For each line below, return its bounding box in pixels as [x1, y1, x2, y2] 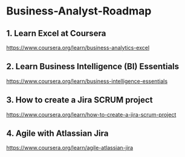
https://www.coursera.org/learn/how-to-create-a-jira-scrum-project [6, 111, 177, 118]
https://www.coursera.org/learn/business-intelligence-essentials [6, 77, 168, 85]
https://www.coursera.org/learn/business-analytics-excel [6, 44, 150, 51]
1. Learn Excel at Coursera [6, 28, 106, 38]
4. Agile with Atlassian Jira [6, 128, 109, 139]
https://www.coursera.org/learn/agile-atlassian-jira [6, 144, 134, 152]
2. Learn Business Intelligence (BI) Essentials [6, 61, 180, 72]
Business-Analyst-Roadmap [6, 4, 152, 18]
